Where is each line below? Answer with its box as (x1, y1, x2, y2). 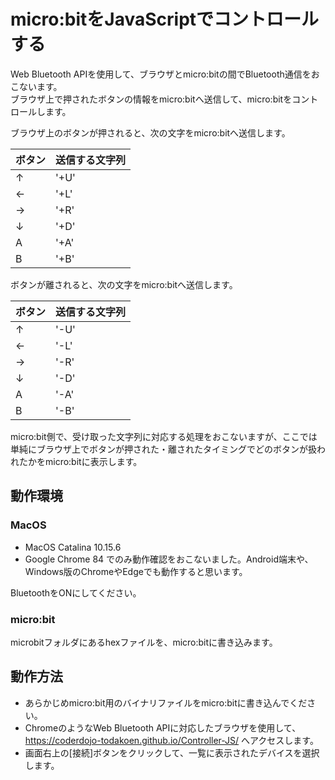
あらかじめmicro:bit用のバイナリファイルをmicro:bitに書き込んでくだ (24, 696, 308, 709)
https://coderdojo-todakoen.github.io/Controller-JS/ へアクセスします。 (24, 734, 319, 746)
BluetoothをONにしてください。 (10, 586, 142, 599)
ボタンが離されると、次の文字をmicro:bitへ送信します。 (10, 278, 238, 290)
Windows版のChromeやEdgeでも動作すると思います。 (24, 565, 248, 577)
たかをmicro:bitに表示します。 (18, 455, 143, 467)
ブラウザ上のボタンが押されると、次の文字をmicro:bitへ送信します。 (10, 126, 291, 139)
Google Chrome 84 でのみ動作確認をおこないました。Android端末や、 (24, 553, 314, 565)
